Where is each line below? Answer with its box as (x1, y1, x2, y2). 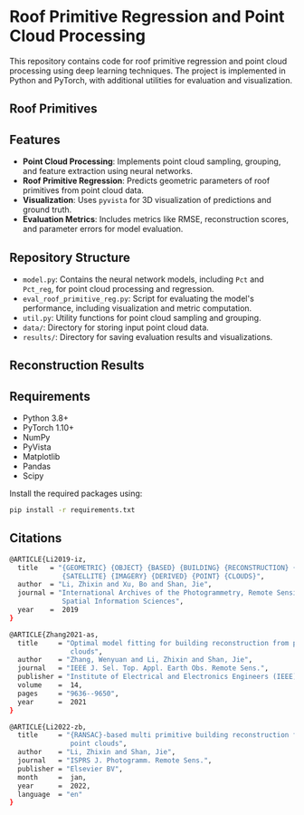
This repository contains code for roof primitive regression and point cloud (9, 55, 288, 66)
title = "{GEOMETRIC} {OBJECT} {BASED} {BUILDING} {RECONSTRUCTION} (17, 563, 290, 572)
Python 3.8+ (22, 412, 70, 423)
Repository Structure (9, 249, 131, 265)
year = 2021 (17, 697, 88, 706)
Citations (9, 530, 62, 546)
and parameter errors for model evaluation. (22, 224, 184, 235)
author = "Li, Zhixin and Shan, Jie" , (17, 748, 176, 757)
